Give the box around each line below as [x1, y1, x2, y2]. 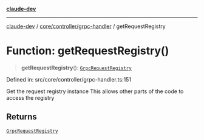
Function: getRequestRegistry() [6, 44, 169, 58]
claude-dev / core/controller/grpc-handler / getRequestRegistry [6, 23, 166, 30]
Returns [6, 112, 38, 122]
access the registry [6, 94, 55, 101]
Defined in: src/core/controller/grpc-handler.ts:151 [6, 75, 132, 83]
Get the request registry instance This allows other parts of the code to [6, 88, 184, 95]
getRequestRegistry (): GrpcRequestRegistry [21, 64, 132, 71]
